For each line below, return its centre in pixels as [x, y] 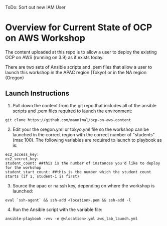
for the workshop [23, 167]
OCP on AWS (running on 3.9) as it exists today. [54, 57]
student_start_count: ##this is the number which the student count [78, 172]
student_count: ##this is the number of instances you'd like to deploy [83, 163]
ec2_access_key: [22, 154]
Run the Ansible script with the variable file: [57, 209]
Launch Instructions [37, 93]
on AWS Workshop [45, 38]
